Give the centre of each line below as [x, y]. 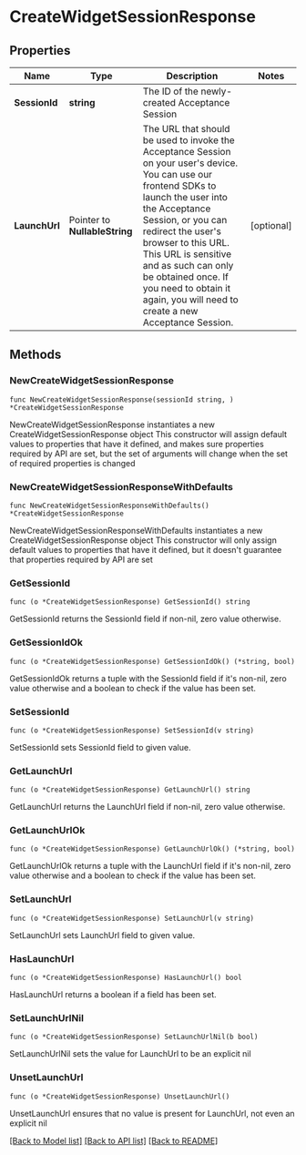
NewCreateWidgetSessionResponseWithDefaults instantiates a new [136, 530]
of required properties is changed [72, 463]
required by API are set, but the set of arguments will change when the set [149, 454]
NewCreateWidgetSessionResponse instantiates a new [112, 424]
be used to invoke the [189, 140]
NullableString [101, 231]
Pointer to [90, 220]
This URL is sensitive [187, 254]
